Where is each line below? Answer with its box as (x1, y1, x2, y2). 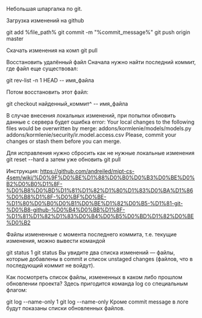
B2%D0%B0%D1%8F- (6, 181, 63, 187)
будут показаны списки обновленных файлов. (6, 305, 125, 311)
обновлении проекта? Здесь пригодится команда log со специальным (6, 280, 188, 287)
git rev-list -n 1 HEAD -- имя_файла (6, 77, 95, 84)
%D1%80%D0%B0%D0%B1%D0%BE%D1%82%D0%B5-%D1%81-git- (6, 200, 183, 207)
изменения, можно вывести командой (6, 237, 106, 244)
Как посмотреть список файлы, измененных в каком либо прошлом (6, 274, 183, 280)
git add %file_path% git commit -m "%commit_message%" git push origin (6, 28, 191, 36)
